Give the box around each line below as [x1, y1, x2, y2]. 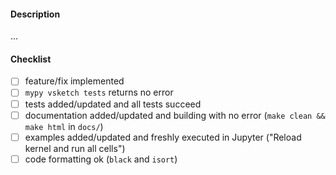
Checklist [10, 53, 52, 65]
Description [10, 8, 61, 20]
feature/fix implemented [24, 75, 125, 87]
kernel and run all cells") [24, 142, 126, 154]
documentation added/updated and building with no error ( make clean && [24, 109, 326, 121]
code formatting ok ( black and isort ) [24, 153, 178, 165]
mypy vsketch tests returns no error [24, 86, 174, 99]
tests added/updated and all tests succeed [24, 98, 202, 110]
